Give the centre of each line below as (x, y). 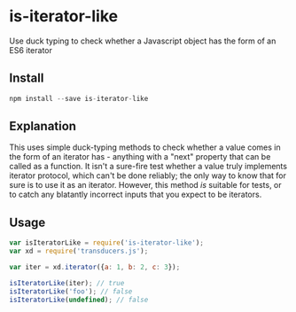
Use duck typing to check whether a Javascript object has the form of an (143, 41)
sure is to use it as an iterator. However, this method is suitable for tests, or (145, 185)
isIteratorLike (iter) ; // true (67, 283)
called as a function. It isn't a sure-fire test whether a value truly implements (148, 167)
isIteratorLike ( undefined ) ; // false (79, 300)
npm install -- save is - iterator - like (79, 98)
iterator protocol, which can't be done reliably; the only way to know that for (148, 175)
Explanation (43, 126)
